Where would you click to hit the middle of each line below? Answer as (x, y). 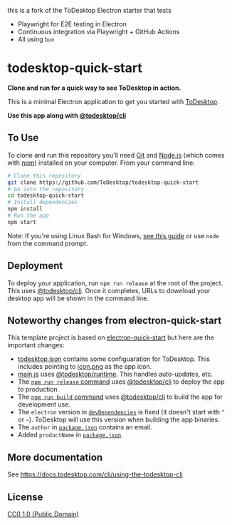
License (25, 497)
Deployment (35, 266)
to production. (38, 389)
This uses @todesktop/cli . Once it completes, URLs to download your (109, 290)
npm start (22, 222)
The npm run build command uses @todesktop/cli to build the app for (120, 397)
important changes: (36, 345)
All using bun (36, 39)
